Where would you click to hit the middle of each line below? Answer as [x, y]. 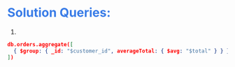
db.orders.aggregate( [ [40, 44]
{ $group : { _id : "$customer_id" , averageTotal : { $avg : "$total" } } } [122, 51]
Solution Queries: [59, 13]
